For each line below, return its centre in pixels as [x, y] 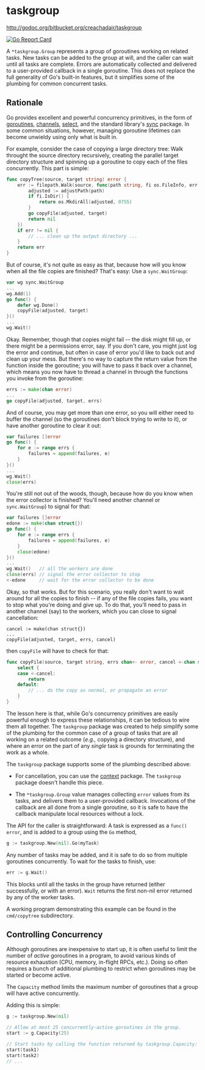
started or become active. [39, 975]
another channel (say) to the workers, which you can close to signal [92, 611]
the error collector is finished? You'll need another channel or [83, 500]
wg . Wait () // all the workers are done [60, 569]
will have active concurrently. [43, 993]
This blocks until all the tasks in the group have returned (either [86, 884]
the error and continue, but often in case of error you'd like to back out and [101, 352]
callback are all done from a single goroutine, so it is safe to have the [102, 807]
